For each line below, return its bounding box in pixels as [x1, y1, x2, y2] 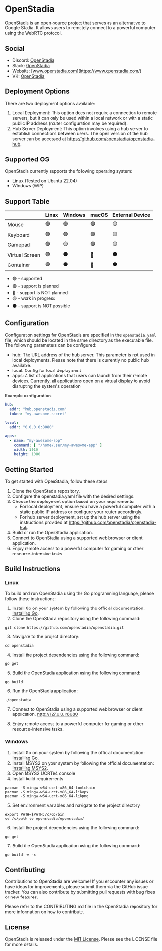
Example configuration [5, 393, 51, 398]
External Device [112, 212, 151, 219]
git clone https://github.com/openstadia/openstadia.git [5, 625, 124, 630]
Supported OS [5, 155, 50, 163]
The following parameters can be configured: [5, 343, 97, 348]
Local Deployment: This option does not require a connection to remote [12, 109, 157, 116]
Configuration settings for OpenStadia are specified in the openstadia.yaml [5, 332, 156, 338]
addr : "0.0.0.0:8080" [9, 424, 54, 430]
